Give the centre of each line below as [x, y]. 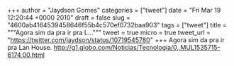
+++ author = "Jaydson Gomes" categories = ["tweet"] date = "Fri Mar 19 [114, 10]
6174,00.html [26, 55]
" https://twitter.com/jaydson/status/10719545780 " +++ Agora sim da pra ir [116, 40]
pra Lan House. [30, 47]
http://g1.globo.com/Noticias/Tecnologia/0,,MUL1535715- [137, 47]
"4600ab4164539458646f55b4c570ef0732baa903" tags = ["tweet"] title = [117, 25]
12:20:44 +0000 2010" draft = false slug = [69, 18]
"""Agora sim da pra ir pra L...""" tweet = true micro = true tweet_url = [109, 32]
